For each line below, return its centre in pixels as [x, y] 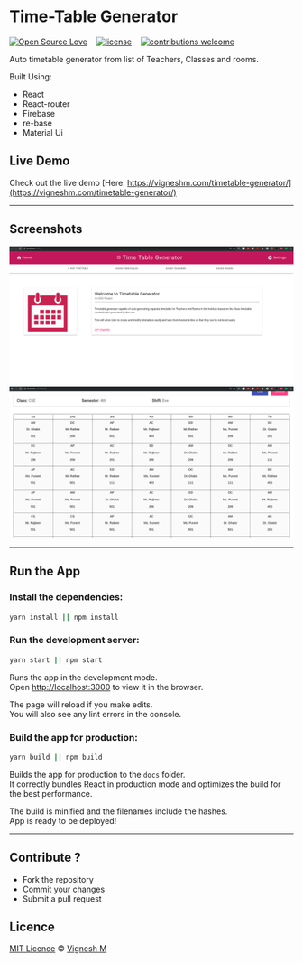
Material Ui [42, 132]
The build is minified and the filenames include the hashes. [119, 811]
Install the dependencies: [66, 597]
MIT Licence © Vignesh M [58, 949]
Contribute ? [45, 858]
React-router [46, 103]
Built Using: [31, 76]
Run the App [45, 571]
